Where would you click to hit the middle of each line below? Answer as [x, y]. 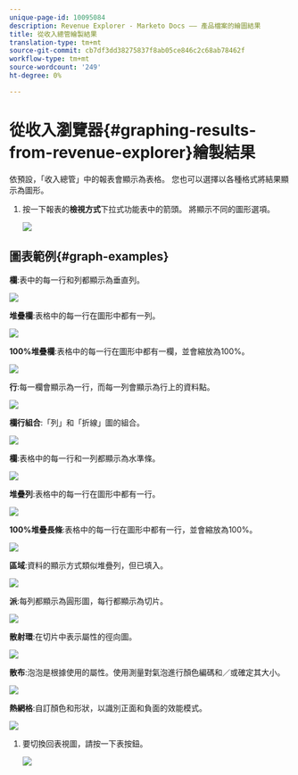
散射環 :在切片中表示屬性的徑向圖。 [73, 636]
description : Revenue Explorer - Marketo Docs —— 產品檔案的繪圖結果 [135, 26]
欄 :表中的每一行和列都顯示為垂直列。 [77, 280]
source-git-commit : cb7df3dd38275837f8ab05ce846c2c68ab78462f [127, 51]
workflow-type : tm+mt [50, 59]
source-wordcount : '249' [55, 68]
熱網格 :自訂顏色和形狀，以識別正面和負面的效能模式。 [108, 708]
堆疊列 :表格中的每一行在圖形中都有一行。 [85, 494]
